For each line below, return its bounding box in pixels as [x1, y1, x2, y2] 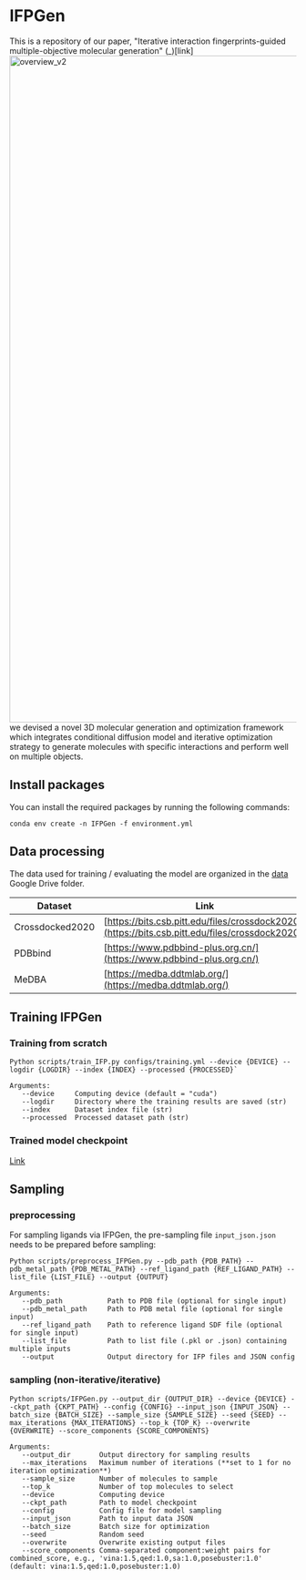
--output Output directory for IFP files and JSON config [21, 1352, 296, 1362]
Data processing [9, 844, 105, 859]
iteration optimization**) [9, 1466, 112, 1475]
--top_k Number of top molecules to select [21, 1482, 234, 1491]
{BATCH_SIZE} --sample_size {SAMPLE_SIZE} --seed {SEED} [54, 1410, 275, 1420]
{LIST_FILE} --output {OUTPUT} [49, 1273, 169, 1282]
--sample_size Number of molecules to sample [21, 1473, 219, 1483]
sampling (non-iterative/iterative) [9, 1373, 161, 1386]
